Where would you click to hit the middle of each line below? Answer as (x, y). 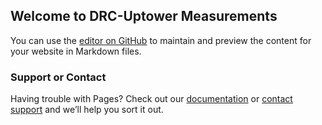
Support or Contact (58, 77)
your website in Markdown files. (76, 51)
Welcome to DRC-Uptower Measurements (144, 16)
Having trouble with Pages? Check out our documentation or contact (151, 99)
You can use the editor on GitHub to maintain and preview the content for (161, 40)
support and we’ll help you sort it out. (87, 110)
